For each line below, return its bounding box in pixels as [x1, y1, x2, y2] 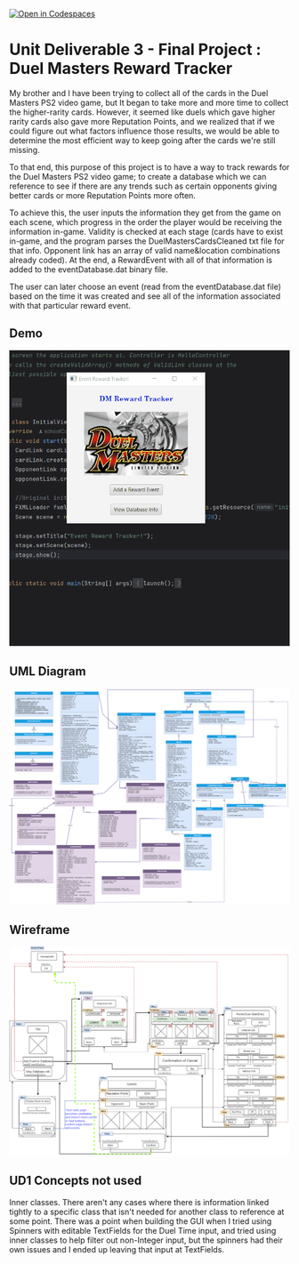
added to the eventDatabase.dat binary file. [9, 263, 169, 275]
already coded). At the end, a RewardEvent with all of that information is [9, 254, 273, 265]
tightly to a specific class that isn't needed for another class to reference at [9, 1206, 285, 1217]
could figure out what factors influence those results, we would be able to [9, 125, 280, 136]
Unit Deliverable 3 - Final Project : [9, 40, 262, 60]
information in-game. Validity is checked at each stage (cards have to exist [9, 226, 283, 237]
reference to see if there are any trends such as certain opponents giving [9, 181, 278, 191]
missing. [9, 144, 40, 155]
